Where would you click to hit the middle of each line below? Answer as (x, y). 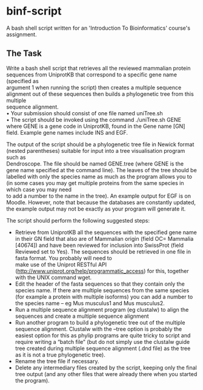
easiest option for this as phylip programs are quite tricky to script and (103, 335)
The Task (24, 54)
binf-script (34, 11)
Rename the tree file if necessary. (57, 361)
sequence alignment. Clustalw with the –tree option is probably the (98, 329)
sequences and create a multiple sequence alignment (82, 316)
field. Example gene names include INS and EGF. (67, 132)
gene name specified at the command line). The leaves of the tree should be (101, 170)
